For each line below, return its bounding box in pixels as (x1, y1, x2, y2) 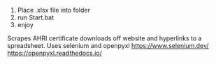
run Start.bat (17, 13, 55, 22)
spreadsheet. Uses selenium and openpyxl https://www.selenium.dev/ (7, 42, 209, 49)
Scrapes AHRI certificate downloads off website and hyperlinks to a (7, 34, 202, 42)
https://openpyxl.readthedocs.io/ (7, 49, 103, 57)
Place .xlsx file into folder (17, 6, 91, 14)
